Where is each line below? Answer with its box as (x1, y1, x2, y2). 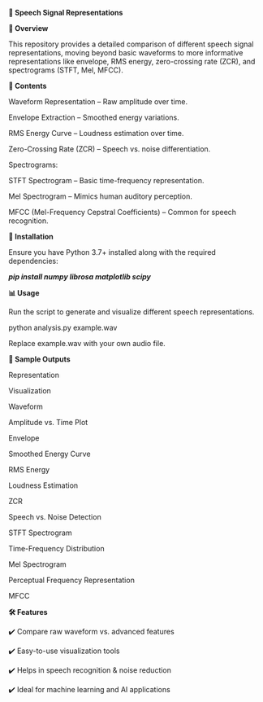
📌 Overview (8, 24, 49, 33)
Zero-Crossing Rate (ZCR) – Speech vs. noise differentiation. (8, 144, 211, 154)
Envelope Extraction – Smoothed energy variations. (8, 112, 180, 122)
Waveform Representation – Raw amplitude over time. (8, 97, 188, 106)
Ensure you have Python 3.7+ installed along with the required (8, 248, 217, 257)
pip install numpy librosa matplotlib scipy (8, 272, 152, 281)
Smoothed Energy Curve (8, 449, 91, 458)
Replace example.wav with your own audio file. (8, 339, 166, 348)
